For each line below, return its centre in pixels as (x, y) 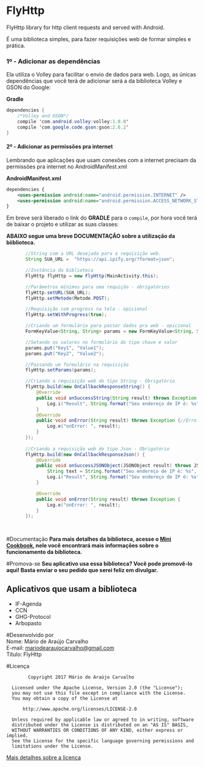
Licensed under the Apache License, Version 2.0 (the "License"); (97, 688)
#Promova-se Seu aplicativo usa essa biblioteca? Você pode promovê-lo (100, 564)
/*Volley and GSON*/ (43, 116)
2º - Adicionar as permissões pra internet (60, 147)
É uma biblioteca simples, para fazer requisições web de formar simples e (99, 39)
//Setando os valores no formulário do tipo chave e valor (101, 342)
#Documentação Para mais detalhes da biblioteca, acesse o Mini (89, 539)
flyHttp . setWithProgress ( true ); (66, 315)
